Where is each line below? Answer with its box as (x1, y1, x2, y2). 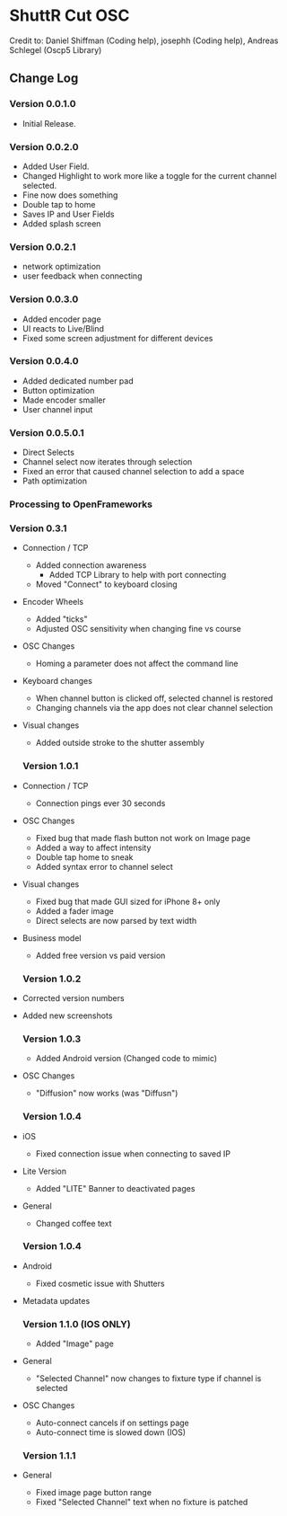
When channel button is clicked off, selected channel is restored (35, 693, 274, 704)
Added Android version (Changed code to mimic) (35, 1053, 218, 1064)
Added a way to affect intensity (35, 842, 152, 853)
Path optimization (22, 475, 88, 486)
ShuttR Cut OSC (9, 5, 130, 26)
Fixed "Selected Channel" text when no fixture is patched (35, 1497, 248, 1508)
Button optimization (22, 385, 95, 395)
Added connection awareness (35, 560, 147, 571)
